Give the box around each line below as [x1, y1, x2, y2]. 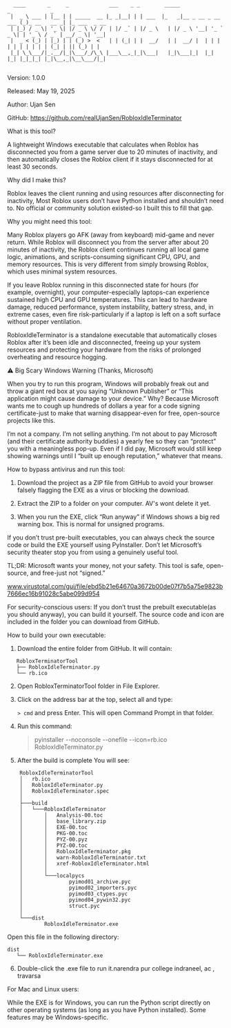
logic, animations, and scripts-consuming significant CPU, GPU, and [7, 253, 201, 260]
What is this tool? [7, 127, 57, 135]
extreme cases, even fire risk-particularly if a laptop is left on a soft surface [7, 310, 221, 318]
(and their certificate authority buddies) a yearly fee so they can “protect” [7, 437, 217, 445]
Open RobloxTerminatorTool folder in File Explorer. [17, 682, 160, 690]
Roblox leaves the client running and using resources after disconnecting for [7, 189, 224, 198]
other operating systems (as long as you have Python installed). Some [7, 1006, 206, 1013]
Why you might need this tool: [7, 218, 92, 225]
